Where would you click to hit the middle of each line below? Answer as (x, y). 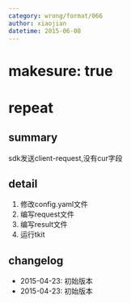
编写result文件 (44, 225)
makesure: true (61, 71)
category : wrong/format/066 (56, 16)
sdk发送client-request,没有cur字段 (65, 158)
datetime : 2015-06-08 (45, 31)
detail (23, 184)
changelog (36, 261)
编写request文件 (47, 214)
